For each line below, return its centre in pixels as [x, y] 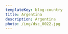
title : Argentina [24, 14]
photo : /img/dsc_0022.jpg [33, 24]
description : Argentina [31, 19]
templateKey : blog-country [34, 10]
